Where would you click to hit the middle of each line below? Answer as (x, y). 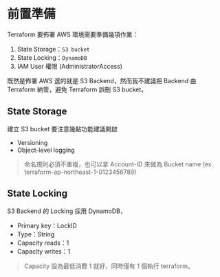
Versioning (32, 142)
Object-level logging (46, 150)
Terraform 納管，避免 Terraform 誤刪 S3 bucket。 (77, 89)
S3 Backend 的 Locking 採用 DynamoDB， (67, 211)
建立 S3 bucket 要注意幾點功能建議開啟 (63, 129)
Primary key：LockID (47, 225)
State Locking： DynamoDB (52, 57)
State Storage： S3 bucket (53, 49)
